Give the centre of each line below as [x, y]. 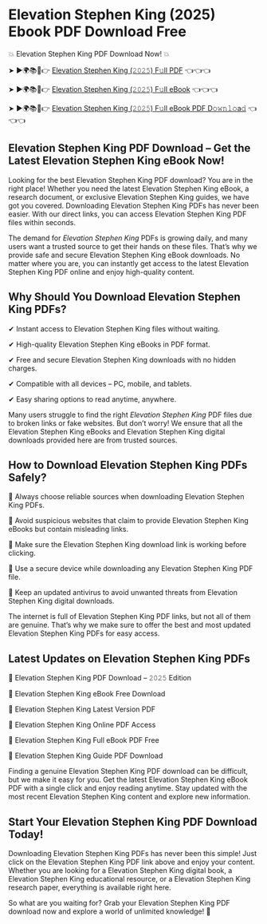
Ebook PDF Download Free [98, 32]
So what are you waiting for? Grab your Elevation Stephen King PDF [120, 903]
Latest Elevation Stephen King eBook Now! [116, 161]
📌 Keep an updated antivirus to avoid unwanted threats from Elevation [123, 593]
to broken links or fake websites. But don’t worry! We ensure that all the [126, 423]
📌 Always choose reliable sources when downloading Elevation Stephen [126, 497]
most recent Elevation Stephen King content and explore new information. [130, 797]
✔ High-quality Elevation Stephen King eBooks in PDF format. [109, 344]
